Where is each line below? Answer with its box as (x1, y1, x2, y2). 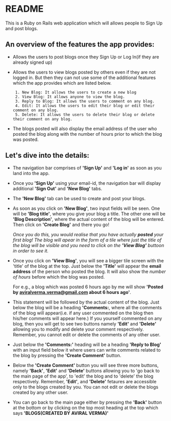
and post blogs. (5, 25, 38, 31)
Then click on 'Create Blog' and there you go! (12, 221, 110, 228)
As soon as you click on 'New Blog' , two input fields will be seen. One (12, 205, 160, 211)
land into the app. (12, 170, 50, 176)
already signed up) (12, 59, 53, 65)
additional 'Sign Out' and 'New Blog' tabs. (12, 185, 103, 191)
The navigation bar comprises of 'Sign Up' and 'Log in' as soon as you (12, 164, 162, 171)
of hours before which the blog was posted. (12, 274, 105, 280)
